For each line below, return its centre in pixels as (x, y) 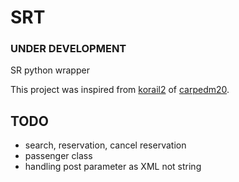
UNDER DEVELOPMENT (68, 49)
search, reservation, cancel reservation (105, 145)
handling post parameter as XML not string (113, 167)
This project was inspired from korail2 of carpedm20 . (120, 90)
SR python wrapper (50, 70)
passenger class (58, 156)
